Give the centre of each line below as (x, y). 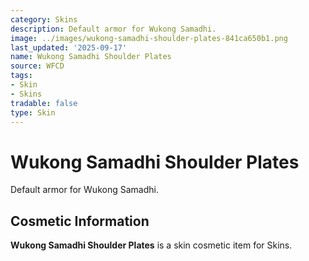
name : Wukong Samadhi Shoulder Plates (91, 57)
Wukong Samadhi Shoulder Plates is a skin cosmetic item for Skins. (151, 245)
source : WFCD (37, 66)
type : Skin (33, 112)
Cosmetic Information (80, 221)
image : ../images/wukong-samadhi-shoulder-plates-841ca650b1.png (149, 38)
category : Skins (44, 19)
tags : (21, 76)
